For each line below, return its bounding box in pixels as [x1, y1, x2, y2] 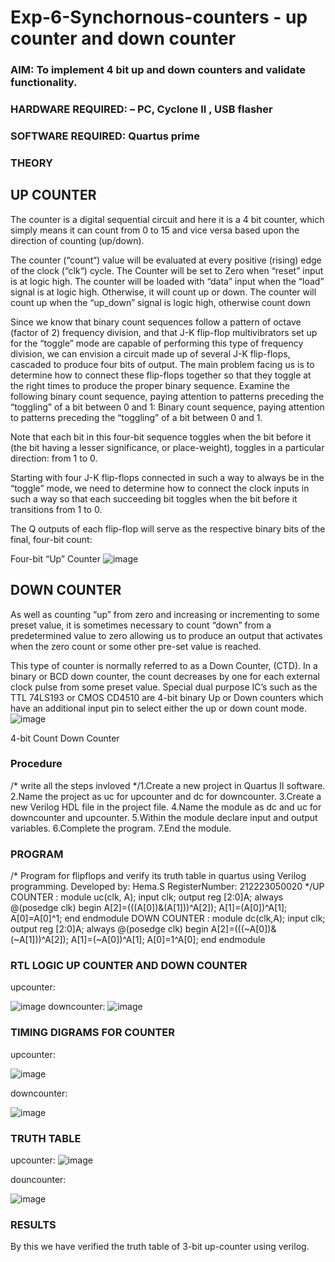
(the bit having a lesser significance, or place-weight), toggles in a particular [10, 441, 325, 453]
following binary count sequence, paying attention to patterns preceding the [10, 390, 325, 402]
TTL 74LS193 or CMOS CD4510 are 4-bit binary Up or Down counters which [10, 691, 324, 703]
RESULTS [10, 1217, 57, 1231]
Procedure [10, 757, 63, 771]
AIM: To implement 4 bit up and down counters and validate [10, 63, 306, 77]
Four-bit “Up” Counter [10, 552, 101, 565]
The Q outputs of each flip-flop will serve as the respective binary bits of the [10, 522, 326, 535]
